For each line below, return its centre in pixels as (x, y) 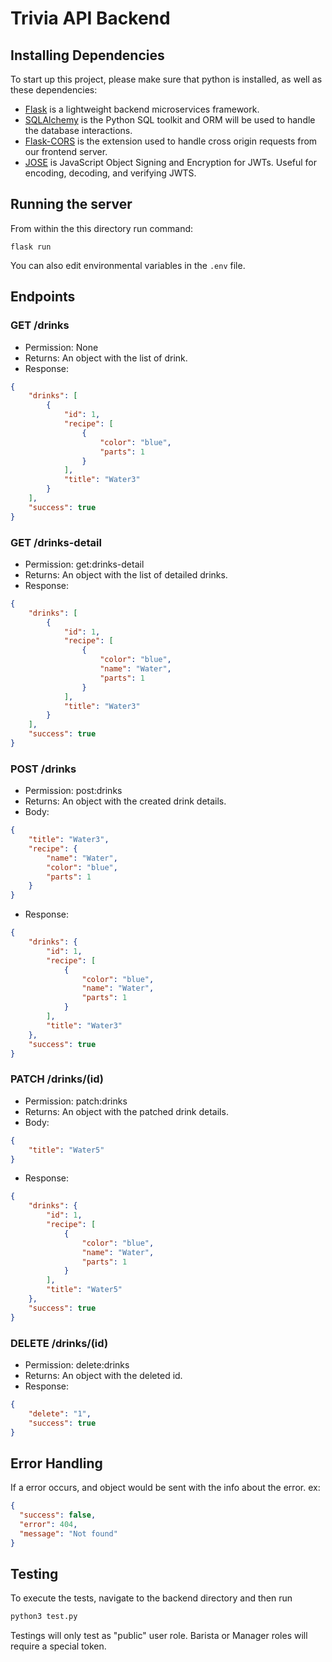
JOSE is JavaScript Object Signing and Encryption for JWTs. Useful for (171, 162)
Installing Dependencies (87, 55)
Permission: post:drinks (73, 791)
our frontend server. (66, 151)
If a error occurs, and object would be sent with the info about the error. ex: (165, 1488)
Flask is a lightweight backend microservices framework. (142, 109)
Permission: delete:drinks (77, 1364)
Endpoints (43, 297)
